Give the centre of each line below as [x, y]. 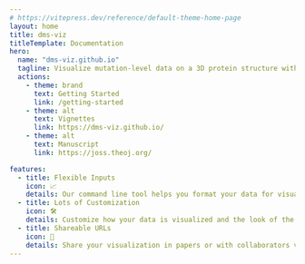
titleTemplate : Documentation [67, 43]
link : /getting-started [79, 102]
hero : [20, 52]
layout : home [34, 26]
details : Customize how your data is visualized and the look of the [160, 220]
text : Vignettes [64, 119]
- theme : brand [54, 85]
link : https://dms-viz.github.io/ [99, 128]
